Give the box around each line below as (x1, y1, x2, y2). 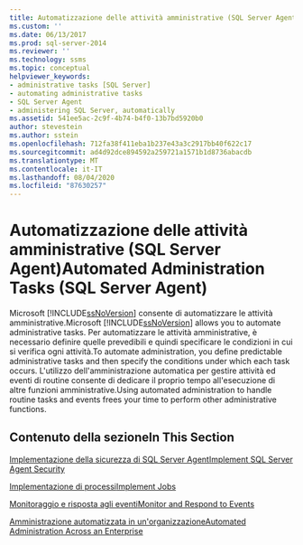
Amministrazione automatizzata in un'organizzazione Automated (9, 516, 246, 527)
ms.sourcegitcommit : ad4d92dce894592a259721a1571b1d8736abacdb (9, 147, 252, 156)
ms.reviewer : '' (9, 47, 70, 56)
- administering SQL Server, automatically (9, 106, 176, 115)
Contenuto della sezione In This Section (9, 430, 234, 446)
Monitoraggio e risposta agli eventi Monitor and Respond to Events (9, 498, 255, 509)
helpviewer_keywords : (9, 72, 91, 81)
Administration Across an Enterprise (9, 525, 143, 536)
